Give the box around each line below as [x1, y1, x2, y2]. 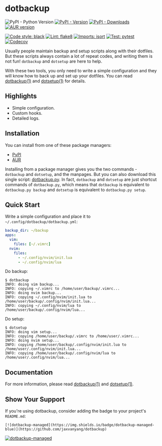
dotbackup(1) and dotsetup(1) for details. [5, 78, 86, 84]
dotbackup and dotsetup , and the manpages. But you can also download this [5, 171, 156, 177]
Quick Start [5, 201, 40, 209]
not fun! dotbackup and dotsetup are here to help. [5, 58, 103, 64]
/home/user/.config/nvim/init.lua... [5, 347, 81, 351]
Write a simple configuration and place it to [5, 214, 91, 220]
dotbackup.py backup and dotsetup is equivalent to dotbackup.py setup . [5, 187, 147, 192]
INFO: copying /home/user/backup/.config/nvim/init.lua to [5, 342, 127, 347]
